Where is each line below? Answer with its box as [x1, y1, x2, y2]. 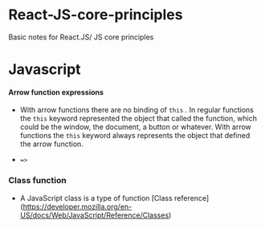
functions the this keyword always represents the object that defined [19, 131, 251, 140]
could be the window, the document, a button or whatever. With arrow [19, 122, 251, 132]
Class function [8, 175, 67, 186]
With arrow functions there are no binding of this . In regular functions [19, 105, 255, 115]
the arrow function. [19, 139, 84, 149]
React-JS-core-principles [8, 6, 183, 24]
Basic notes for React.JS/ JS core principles [8, 32, 154, 42]
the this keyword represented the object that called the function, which [19, 114, 257, 124]
